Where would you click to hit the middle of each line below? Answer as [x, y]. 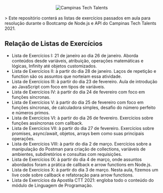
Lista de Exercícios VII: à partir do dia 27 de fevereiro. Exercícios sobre [83, 128]
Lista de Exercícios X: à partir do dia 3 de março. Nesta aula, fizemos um [85, 170]
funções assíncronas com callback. [47, 123]
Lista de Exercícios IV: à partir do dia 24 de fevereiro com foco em [78, 92]
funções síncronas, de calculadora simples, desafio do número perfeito [84, 107]
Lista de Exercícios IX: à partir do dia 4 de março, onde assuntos [77, 159]
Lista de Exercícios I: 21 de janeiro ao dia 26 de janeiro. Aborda [75, 55]
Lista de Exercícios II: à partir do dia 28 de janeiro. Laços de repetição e [84, 71]
